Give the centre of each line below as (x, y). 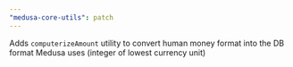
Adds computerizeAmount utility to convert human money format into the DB (146, 43)
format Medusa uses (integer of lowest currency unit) (108, 52)
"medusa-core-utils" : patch (62, 17)
